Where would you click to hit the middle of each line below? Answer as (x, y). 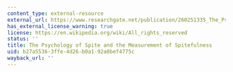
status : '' (23, 39)
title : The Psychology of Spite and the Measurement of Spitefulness (110, 45)
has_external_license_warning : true (60, 26)
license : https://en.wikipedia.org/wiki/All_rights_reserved (97, 33)
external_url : (28, 20)
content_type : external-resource (55, 13)
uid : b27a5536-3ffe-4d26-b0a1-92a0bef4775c (71, 52)
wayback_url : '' (31, 58)
